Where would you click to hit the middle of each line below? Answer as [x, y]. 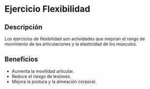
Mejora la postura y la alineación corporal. [54, 81]
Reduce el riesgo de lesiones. [41, 76]
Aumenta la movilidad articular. [43, 71]
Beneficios [21, 59]
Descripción [23, 27]
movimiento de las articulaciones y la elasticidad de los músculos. [71, 44]
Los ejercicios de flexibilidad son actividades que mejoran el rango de [75, 39]
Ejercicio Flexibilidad [47, 9]
